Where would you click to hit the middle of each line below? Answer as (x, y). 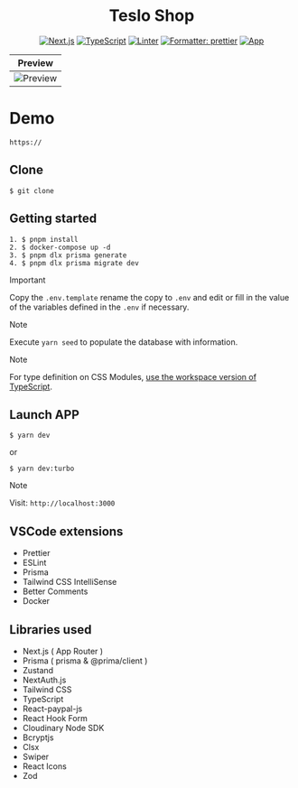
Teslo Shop (152, 16)
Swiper (36, 756)
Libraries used (51, 630)
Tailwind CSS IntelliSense (70, 582)
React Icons (45, 766)
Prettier (36, 553)
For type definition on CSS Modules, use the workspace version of (133, 376)
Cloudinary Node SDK (63, 728)
